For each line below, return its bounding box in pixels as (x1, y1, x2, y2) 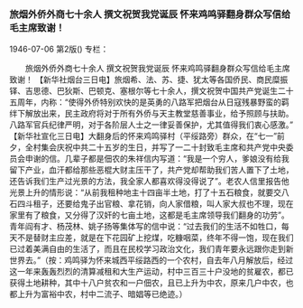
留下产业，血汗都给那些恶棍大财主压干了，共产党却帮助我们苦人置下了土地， (9, 164, 294, 175)
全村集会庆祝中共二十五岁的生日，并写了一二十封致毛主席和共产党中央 (24, 142, 286, 153)
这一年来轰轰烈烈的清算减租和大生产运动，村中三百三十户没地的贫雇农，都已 (9, 266, 294, 277)
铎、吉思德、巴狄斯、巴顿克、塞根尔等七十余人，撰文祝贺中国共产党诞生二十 (9, 86, 294, 97)
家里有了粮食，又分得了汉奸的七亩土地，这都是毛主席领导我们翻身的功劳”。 (9, 210, 290, 220)
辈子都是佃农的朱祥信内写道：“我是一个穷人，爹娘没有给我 (71, 154, 290, 164)
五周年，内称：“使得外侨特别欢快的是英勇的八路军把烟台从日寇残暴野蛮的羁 (9, 97, 290, 107)
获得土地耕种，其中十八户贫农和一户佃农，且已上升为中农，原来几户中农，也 (9, 277, 294, 288)
